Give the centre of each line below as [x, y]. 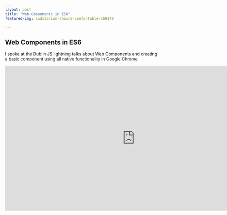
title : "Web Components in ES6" [38, 14]
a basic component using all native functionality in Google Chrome [72, 59]
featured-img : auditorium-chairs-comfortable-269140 [59, 18]
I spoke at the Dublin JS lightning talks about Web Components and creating [81, 54]
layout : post [18, 9]
